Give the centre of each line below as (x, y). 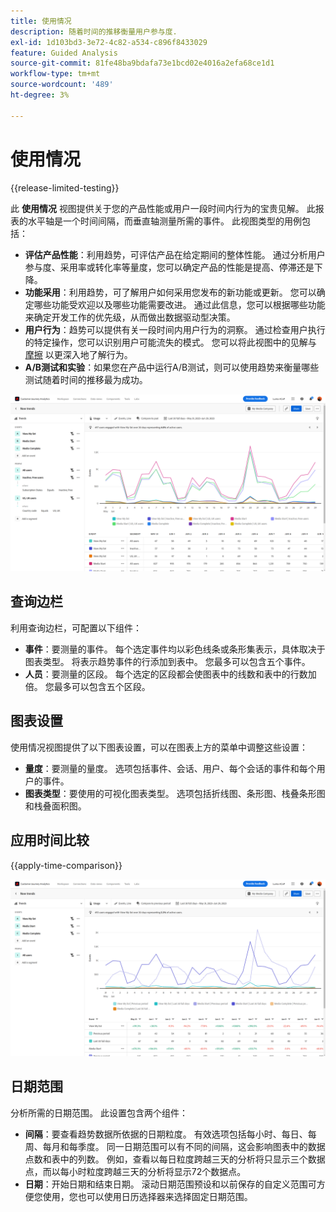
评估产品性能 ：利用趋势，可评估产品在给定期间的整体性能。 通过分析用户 (175, 254)
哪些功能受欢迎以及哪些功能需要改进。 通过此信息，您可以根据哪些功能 (179, 304)
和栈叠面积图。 (55, 806)
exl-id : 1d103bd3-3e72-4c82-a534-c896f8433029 (109, 42)
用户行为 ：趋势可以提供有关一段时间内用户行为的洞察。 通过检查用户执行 (175, 329)
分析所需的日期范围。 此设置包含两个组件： (99, 1112)
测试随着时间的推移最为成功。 (86, 379)
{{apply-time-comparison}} (66, 865)
